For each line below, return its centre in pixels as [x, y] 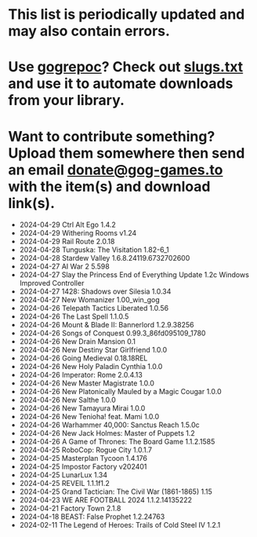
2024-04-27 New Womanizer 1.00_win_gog [90, 300]
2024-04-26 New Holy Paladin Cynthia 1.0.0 [91, 367]
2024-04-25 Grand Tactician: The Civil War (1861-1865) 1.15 [116, 491]
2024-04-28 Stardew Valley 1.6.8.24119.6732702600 [105, 258]
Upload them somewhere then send [127, 153]
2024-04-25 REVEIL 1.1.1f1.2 [64, 484]
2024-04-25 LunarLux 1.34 [63, 475]
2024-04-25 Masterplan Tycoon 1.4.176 [83, 458]
